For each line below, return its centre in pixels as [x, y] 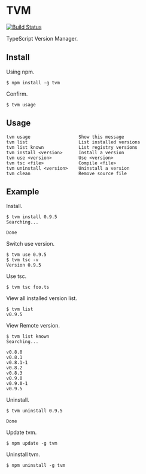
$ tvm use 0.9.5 [26, 255]
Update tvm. [22, 432]
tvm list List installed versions [73, 142]
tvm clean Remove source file [67, 173]
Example [23, 192]
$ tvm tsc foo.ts [28, 288]
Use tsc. [16, 276]
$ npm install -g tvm [33, 82]
